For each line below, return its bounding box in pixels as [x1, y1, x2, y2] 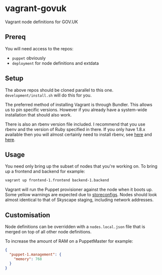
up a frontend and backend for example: [5, 169, 86, 174]
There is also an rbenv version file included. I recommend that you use [5, 121, 146, 127]
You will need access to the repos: [5, 45, 74, 51]
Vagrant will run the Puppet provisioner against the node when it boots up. [5, 187, 153, 192]
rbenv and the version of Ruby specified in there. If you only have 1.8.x [5, 126, 146, 132]
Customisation [5, 211, 50, 219]
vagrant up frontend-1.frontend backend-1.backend [5, 178, 109, 183]
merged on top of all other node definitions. [5, 229, 92, 235]
